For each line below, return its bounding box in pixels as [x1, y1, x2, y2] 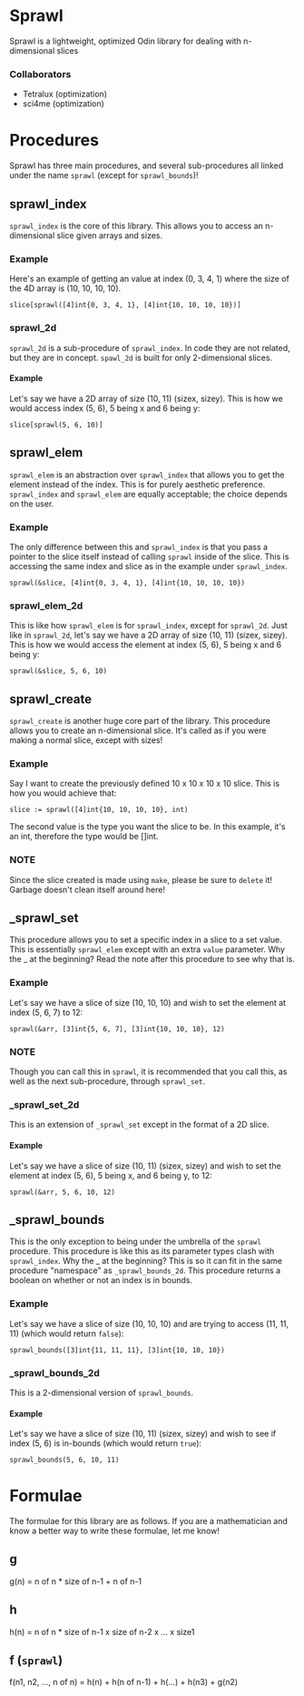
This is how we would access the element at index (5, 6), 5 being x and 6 [9, 639, 282, 650]
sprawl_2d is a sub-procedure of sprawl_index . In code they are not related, [9, 342, 290, 353]
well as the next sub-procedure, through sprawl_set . [9, 1076, 206, 1087]
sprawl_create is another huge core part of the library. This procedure [9, 716, 270, 726]
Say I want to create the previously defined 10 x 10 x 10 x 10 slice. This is [9, 778, 279, 789]
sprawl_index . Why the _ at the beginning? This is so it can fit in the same [9, 1256, 283, 1267]
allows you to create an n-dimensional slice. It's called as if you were [9, 725, 267, 736]
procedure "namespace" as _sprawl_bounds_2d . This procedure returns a [9, 1265, 281, 1276]
